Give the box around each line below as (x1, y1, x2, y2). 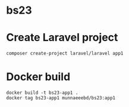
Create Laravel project (6, 31, 118, 45)
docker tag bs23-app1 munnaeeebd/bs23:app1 (6, 95, 116, 101)
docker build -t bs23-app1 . (6, 90, 78, 96)
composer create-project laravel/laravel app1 (6, 51, 124, 56)
